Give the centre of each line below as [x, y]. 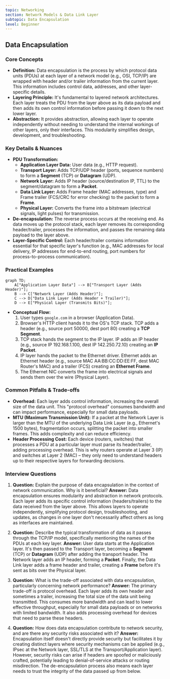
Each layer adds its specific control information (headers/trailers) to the [87, 501]
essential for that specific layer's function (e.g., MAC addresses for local [88, 246]
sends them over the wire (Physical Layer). [65, 377]
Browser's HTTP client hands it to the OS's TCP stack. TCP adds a [89, 323]
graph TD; [16, 280]
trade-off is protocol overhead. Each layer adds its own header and [83, 591]
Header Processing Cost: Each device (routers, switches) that [78, 439]
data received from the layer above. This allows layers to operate [80, 507]
